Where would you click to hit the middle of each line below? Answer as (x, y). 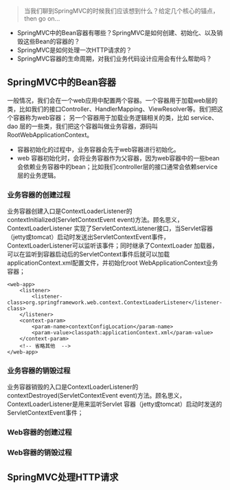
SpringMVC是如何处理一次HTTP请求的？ (74, 50)
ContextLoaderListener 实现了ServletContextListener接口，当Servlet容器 (110, 228)
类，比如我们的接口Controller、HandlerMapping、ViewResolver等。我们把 (112, 109)
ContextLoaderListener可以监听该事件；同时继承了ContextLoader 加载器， (113, 246)
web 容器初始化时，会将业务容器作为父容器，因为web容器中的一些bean (118, 158)
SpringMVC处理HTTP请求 (63, 477)
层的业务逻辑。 (38, 175)
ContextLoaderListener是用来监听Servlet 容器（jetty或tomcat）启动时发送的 (115, 404)
